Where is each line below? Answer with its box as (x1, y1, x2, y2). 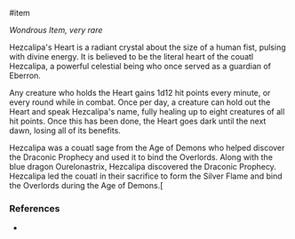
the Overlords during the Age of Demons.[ (9, 180, 163, 190)
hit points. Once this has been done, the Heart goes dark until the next (9, 116, 267, 126)
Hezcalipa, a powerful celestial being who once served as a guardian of (9, 61, 272, 71)
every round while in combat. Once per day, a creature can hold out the (9, 97, 271, 108)
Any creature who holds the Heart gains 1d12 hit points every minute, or (9, 88, 271, 98)
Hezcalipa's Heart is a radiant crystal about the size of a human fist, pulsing (9, 42, 286, 52)
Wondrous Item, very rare (9, 25, 103, 35)
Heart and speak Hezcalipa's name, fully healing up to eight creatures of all (9, 107, 285, 116)
